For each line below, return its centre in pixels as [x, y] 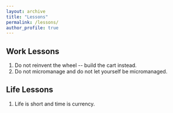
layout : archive [26, 11]
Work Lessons [33, 51]
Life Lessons [30, 90]
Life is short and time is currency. [55, 104]
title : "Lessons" [27, 17]
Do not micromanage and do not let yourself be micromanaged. [91, 72]
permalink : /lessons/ [32, 22]
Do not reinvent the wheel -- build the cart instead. [76, 65]
